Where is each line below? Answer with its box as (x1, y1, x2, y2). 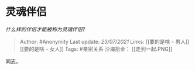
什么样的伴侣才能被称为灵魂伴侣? (5, 26, 85, 33)
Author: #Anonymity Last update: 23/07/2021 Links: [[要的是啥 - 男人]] (19, 38, 190, 45)
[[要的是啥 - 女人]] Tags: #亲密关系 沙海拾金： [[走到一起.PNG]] (19, 45, 173, 52)
